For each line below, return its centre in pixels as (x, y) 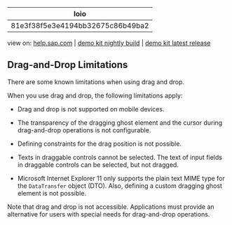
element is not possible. (52, 193)
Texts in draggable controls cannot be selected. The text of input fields (120, 157)
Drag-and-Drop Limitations (68, 65)
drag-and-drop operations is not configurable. (84, 130)
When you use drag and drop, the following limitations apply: (95, 95)
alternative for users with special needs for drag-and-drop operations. (109, 214)
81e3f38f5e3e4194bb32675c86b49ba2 (80, 26)
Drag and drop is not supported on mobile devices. (91, 109)
